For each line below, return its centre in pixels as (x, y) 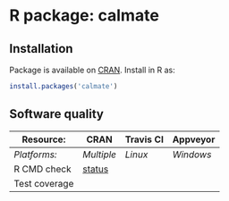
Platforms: (35, 155)
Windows (192, 155)
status (95, 169)
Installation (41, 49)
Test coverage (44, 183)
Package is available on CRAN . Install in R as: (93, 70)
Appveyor (194, 139)
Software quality (57, 114)
